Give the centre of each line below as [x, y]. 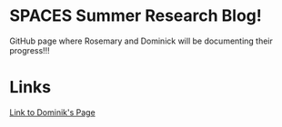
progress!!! [30, 50]
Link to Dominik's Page [52, 112]
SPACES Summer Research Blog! [136, 16]
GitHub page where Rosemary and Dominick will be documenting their [141, 41]
